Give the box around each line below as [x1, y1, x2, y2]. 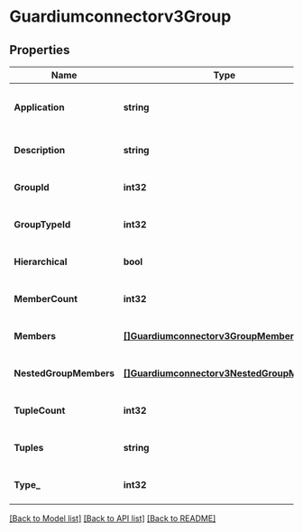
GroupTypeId [14, 218, 71, 231]
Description [14, 144, 66, 156]
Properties [9, 42, 70, 58]
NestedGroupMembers [14, 367, 115, 380]
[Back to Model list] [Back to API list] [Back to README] [9, 513, 216, 524]
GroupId [14, 181, 50, 193]
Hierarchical [14, 255, 68, 268]
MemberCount [14, 293, 78, 305]
